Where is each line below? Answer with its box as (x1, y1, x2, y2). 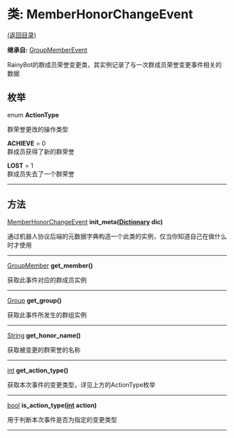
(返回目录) (7, 31, 37, 39)
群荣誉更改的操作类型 (7, 125, 68, 133)
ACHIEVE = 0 (7, 139, 47, 147)
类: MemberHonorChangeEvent (7, 6, 194, 22)
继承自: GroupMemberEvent (7, 45, 88, 54)
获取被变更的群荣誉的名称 (7, 345, 81, 353)
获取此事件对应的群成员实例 (7, 275, 87, 284)
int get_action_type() (7, 366, 69, 374)
